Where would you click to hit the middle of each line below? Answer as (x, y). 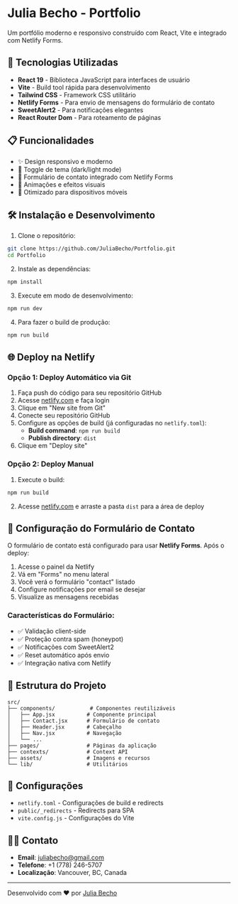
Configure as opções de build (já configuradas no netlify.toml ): (112, 423)
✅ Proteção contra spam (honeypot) (70, 639)
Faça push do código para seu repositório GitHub (90, 393)
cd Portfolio (27, 256)
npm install (25, 282)
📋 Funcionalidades (51, 141)
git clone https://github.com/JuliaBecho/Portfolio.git (91, 249)
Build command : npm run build (74, 430)
